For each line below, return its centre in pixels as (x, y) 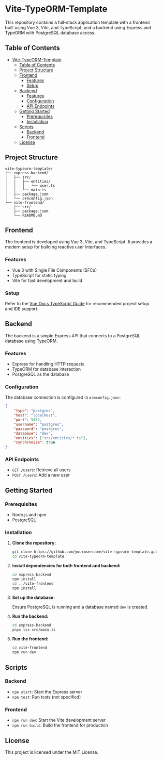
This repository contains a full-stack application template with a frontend (77, 22)
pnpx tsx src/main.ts (34, 629)
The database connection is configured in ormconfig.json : (63, 397)
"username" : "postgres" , (39, 424)
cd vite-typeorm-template (38, 557)
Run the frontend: (30, 639)
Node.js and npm (29, 515)
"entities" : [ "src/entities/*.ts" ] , (51, 438)
